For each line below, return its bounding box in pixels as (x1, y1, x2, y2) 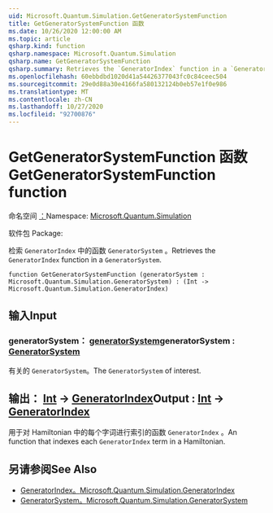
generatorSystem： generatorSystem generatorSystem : (8, 335, 236, 347)
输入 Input (8, 309, 57, 322)
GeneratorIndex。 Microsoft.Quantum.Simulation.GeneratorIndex (19, 485, 236, 495)
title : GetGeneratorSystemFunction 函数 (8, 20, 145, 28)
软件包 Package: (8, 228, 63, 238)
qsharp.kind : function (8, 42, 85, 50)
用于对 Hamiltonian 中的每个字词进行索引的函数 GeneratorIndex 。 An (8, 427, 238, 437)
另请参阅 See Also (8, 462, 97, 476)
